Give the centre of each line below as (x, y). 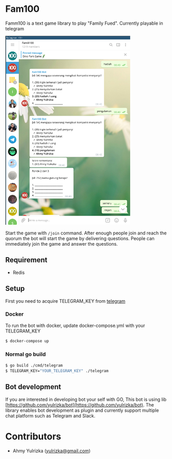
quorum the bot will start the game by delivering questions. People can (80, 238)
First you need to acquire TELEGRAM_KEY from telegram (65, 301)
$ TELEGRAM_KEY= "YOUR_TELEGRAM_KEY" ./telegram (57, 371)
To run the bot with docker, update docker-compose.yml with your (75, 325)
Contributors (33, 436)
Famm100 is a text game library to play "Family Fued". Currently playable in (84, 23)
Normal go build (26, 354)
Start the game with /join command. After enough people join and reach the (86, 233)
